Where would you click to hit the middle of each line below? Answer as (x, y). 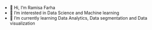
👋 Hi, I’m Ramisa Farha (32, 8)
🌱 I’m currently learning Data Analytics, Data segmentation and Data (78, 18)
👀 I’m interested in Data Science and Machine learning (64, 13)
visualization (22, 23)
